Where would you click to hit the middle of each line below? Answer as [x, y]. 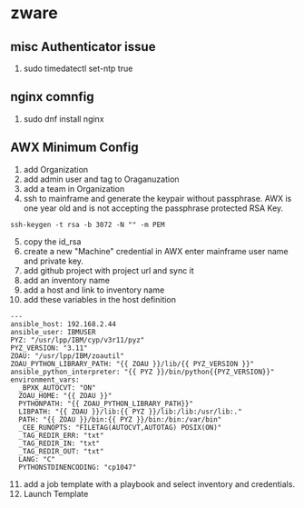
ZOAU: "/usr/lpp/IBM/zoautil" [68, 356]
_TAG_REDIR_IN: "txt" [59, 443]
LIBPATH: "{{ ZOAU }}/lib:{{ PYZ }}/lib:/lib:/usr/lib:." [131, 412]
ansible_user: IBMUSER [53, 332]
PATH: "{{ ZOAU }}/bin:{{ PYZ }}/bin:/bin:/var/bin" [120, 419]
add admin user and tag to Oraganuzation [101, 179]
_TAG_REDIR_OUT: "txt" [61, 451]
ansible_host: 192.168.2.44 [64, 324]
